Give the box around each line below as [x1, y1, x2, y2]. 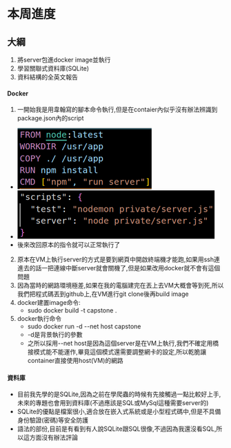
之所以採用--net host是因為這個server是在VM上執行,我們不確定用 [27, 339, 213, 348]
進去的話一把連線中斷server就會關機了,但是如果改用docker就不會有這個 [17, 264, 221, 272]
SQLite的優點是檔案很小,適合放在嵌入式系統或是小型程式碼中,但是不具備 [17, 407, 221, 416]
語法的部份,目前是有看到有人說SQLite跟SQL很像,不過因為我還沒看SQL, [17, 424, 217, 433]
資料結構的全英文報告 [17, 73, 78, 81]
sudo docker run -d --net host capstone [27, 322, 141, 330]
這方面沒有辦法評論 [23, 433, 78, 442]
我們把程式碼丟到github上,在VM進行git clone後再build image [17, 290, 189, 298]
